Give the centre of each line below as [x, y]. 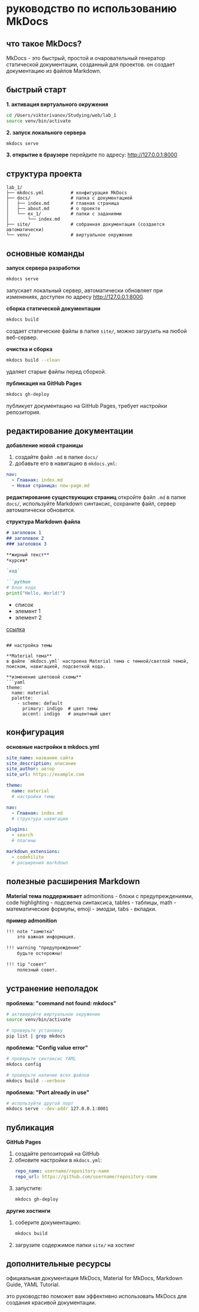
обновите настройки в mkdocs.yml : [58, 1160]
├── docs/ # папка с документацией [70, 198]
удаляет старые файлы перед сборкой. [56, 371]
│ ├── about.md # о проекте [53, 209]
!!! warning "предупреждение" [44, 948]
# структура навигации [40, 819]
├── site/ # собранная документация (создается [85, 224]
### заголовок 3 [26, 544]
